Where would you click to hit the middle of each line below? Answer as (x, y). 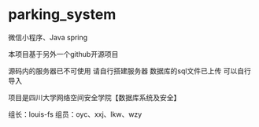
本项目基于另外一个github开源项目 (63, 54)
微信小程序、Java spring (48, 37)
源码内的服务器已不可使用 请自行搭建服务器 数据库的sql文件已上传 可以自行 (130, 71)
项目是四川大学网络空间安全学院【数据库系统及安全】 (94, 97)
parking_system (62, 15)
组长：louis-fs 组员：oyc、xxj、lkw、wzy (75, 114)
